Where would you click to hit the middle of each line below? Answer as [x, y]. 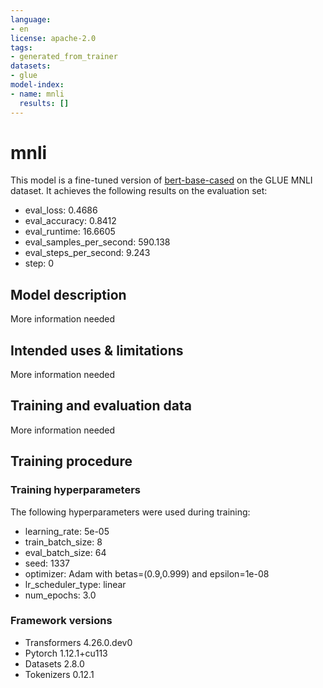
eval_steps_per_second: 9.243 [87, 253]
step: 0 [39, 263]
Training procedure [71, 461]
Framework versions [61, 621]
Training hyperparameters [75, 490]
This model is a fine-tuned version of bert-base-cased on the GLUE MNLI [161, 180]
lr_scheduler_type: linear [75, 584]
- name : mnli [37, 94]
